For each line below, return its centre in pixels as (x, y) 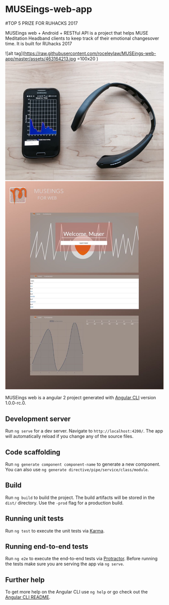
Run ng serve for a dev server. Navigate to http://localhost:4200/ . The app (84, 431)
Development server (38, 419)
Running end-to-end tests (47, 546)
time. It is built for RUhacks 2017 (38, 43)
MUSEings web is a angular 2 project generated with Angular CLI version (81, 398)
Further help (25, 580)
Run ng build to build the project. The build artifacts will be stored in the (80, 497)
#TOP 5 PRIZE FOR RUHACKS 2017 (41, 23)
